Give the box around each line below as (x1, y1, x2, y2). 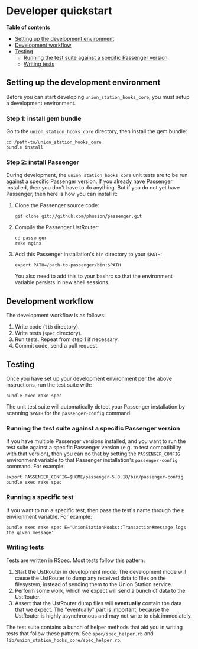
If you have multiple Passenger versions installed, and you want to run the (6, 438, 186, 445)
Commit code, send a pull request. (14, 342, 99, 349)
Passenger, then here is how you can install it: (6, 191, 118, 198)
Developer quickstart (6, 4, 112, 18)
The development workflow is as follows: (6, 312, 106, 319)
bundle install (6, 144, 44, 150)
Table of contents (6, 24, 50, 31)
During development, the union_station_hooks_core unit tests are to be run (6, 172, 188, 179)
